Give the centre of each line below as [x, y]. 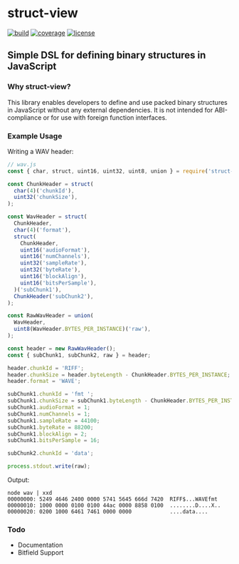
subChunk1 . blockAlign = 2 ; [47, 434]
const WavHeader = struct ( [47, 217]
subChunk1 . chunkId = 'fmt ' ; [51, 394]
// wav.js [22, 164]
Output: [18, 480]
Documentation [40, 545]
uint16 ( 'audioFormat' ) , [55, 250]
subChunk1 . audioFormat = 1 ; [49, 408]
